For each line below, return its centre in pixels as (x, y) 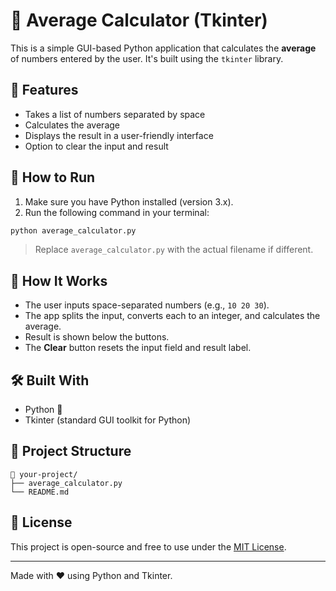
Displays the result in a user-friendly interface (119, 135)
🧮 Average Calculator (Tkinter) (139, 20)
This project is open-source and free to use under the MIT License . (148, 546)
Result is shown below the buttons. (97, 337)
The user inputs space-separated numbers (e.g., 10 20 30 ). (147, 305)
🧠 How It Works (59, 280)
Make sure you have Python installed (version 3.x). (129, 201)
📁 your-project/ (44, 474)
